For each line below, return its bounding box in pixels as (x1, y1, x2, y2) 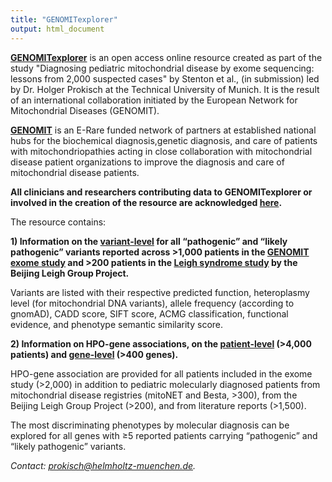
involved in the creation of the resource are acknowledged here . (10, 196, 283, 208)
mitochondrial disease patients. (10, 166, 140, 178)
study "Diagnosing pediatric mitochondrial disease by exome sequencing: (10, 62, 315, 74)
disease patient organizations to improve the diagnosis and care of (10, 156, 285, 168)
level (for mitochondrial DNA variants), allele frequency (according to (10, 297, 295, 309)
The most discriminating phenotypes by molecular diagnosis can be (10, 419, 290, 431)
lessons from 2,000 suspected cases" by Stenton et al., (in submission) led (10, 72, 320, 85)
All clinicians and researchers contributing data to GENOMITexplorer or (10, 186, 313, 198)
